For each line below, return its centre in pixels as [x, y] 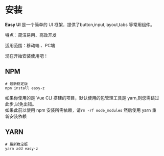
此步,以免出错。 [21, 104]
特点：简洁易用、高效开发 [31, 35]
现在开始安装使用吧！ [26, 56]
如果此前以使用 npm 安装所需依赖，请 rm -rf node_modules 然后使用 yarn [78, 110]
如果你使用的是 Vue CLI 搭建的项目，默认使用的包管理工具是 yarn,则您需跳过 [82, 98]
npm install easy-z [25, 88]
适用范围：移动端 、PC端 [30, 45]
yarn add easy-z [22, 148]
